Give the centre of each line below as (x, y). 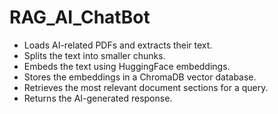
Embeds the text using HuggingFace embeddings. (127, 66)
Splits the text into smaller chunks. (94, 55)
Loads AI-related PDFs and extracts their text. (118, 45)
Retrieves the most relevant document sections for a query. (146, 87)
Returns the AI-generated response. (98, 98)
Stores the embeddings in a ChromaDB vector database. (140, 77)
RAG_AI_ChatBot (80, 17)
